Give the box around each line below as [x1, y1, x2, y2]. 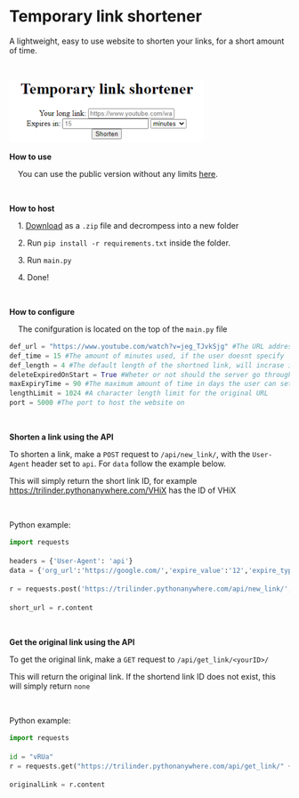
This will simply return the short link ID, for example [9, 476, 198, 487]
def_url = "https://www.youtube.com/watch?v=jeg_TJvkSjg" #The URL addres [9, 342, 293, 351]
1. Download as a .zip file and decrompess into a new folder [17, 220, 239, 230]
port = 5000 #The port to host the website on [9, 399, 185, 407]
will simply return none [9, 681, 91, 691]
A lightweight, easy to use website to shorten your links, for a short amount [9, 36, 285, 46]
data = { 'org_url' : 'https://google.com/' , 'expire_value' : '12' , [9, 566, 249, 575]
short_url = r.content [9, 603, 93, 613]
